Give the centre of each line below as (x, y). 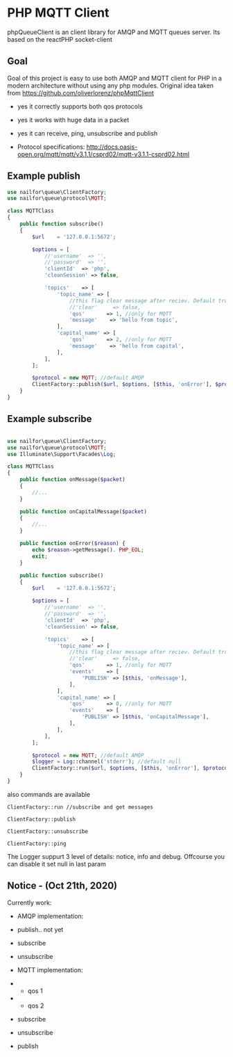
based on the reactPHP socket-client (60, 39)
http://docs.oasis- (112, 147)
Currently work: (29, 903)
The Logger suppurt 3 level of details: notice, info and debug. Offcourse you (116, 856)
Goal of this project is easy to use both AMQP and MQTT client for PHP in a (114, 78)
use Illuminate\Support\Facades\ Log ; (62, 454)
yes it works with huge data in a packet (73, 120)
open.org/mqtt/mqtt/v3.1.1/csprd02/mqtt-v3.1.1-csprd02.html (103, 154)
